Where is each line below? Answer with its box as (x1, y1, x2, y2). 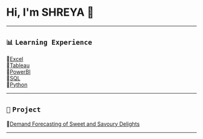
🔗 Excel (6, 55, 24, 62)
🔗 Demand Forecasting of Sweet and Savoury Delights (6, 120, 140, 128)
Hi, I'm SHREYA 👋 (6, 5, 94, 19)
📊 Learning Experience (6, 38, 92, 47)
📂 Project (6, 105, 41, 114)
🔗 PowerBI (6, 68, 31, 75)
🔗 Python (6, 81, 28, 88)
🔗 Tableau (6, 62, 30, 69)
